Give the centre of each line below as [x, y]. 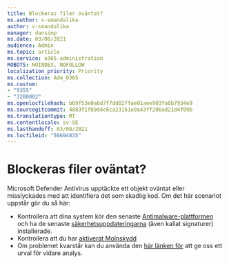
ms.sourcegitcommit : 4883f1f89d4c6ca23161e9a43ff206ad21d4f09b [100, 110]
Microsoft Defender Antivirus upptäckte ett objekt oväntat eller [96, 189]
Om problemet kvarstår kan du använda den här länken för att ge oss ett [120, 246]
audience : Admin [30, 45]
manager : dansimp [32, 33]
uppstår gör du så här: [39, 203]
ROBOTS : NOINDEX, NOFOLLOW [46, 65]
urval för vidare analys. [50, 253]
